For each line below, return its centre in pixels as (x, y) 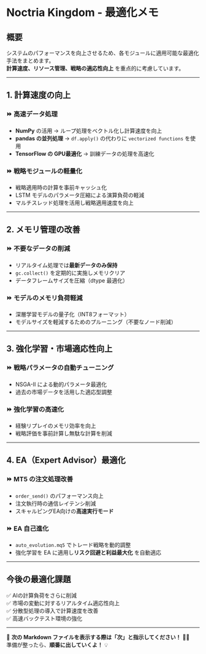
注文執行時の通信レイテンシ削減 (55, 503)
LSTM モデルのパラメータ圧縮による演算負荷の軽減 (80, 195)
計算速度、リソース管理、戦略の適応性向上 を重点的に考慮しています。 (95, 68)
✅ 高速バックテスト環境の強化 (44, 618)
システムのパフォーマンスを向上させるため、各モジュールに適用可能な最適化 (103, 53)
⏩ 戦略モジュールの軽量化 (44, 171)
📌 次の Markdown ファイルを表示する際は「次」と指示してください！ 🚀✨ (98, 637)
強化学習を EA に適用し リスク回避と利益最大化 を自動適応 (88, 552)
